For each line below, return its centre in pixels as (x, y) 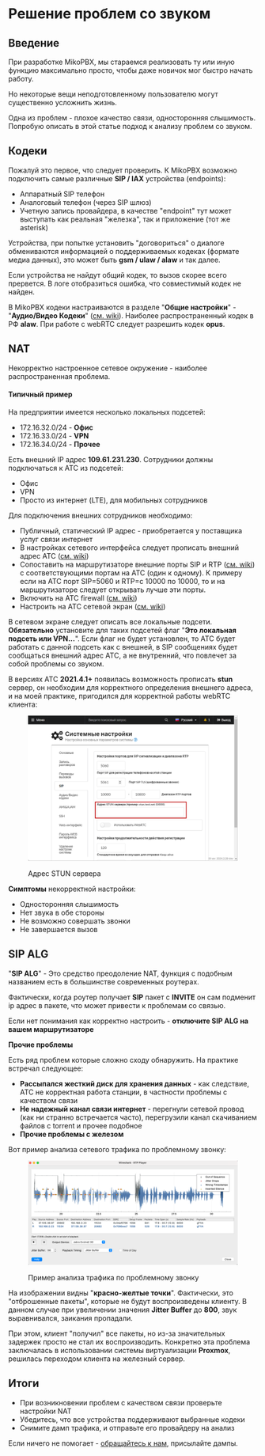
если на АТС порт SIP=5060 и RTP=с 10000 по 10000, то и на (122, 581)
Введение (34, 43)
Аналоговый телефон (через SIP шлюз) (85, 202)
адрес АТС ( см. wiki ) (54, 555)
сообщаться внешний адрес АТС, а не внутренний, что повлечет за (123, 655)
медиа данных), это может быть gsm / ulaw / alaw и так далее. (114, 260)
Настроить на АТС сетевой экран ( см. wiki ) (93, 606)
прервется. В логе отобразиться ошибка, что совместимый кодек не (125, 283)
